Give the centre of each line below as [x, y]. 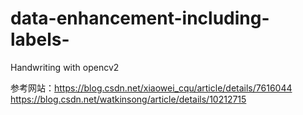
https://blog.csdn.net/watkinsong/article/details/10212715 [128, 99]
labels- [40, 39]
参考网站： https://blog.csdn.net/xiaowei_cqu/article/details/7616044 [151, 88]
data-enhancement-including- [140, 18]
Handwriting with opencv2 [65, 67]
